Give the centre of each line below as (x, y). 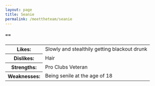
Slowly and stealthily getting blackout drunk (96, 49)
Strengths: (24, 67)
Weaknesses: (24, 76)
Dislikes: (24, 58)
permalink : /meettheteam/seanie (39, 19)
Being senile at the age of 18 (79, 76)
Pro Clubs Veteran (67, 67)
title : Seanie (20, 14)
